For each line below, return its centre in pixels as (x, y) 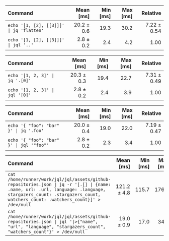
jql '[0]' (19, 95)
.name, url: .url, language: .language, (57, 189)
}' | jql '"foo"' (28, 145)
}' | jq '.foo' (26, 131)
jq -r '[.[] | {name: (85, 184)
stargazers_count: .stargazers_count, (54, 194)
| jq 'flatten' (26, 31)
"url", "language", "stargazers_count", (57, 227)
